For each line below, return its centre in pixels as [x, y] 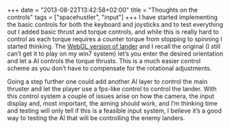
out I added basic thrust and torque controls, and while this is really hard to [113, 32]
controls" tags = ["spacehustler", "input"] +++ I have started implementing [113, 17]
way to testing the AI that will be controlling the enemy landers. [96, 118]
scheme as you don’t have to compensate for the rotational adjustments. [110, 68]
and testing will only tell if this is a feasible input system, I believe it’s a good [114, 110]
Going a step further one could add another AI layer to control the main [107, 81]
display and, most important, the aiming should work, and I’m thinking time [112, 103]
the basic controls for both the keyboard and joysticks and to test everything [115, 24]
